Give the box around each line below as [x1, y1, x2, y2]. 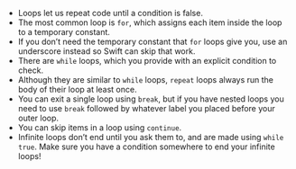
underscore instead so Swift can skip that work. [17, 46, 196, 57]
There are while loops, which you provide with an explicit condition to [17, 56, 277, 66]
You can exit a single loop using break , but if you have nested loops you [17, 93, 284, 104]
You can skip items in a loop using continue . [17, 122, 182, 133]
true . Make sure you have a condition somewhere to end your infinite [17, 141, 275, 152]
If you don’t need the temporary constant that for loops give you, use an [17, 36, 288, 47]
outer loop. [17, 112, 60, 123]
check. [17, 65, 43, 76]
